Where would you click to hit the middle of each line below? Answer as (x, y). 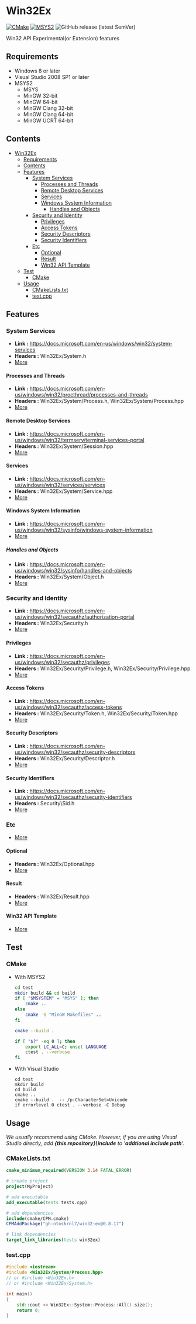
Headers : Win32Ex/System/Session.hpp (64, 446)
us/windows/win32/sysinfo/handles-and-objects (73, 571)
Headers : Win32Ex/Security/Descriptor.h (65, 758)
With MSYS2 (30, 977)
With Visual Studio (37, 1069)
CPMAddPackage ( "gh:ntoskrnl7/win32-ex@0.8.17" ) (65, 1224)
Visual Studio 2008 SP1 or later (52, 77)
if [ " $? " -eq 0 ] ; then (45, 1041)
